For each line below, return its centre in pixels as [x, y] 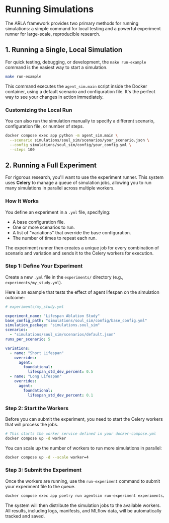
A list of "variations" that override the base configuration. [72, 232]
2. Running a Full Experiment [51, 165]
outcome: [15, 297]
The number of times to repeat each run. [55, 238]
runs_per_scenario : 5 [28, 339]
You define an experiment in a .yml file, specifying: [58, 212]
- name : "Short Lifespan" [37, 353]
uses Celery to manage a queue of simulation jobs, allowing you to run [78, 183]
